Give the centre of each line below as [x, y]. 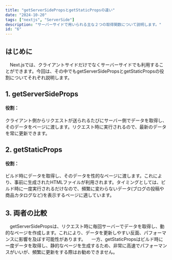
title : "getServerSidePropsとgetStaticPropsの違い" [60, 10]
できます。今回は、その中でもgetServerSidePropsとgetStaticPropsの [87, 71]
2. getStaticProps [34, 150]
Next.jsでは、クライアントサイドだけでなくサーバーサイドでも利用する [84, 64]
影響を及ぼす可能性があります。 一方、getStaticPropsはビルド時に [91, 239]
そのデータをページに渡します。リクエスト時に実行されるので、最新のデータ [86, 127]
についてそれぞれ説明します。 [41, 77]
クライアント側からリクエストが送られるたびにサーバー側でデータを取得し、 [86, 120]
